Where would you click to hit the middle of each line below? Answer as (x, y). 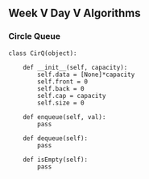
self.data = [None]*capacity (86, 75)
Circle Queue (35, 36)
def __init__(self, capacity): (75, 67)
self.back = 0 (61, 88)
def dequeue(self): (56, 138)
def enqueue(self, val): (64, 117)
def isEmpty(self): (56, 160)
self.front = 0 (63, 81)
